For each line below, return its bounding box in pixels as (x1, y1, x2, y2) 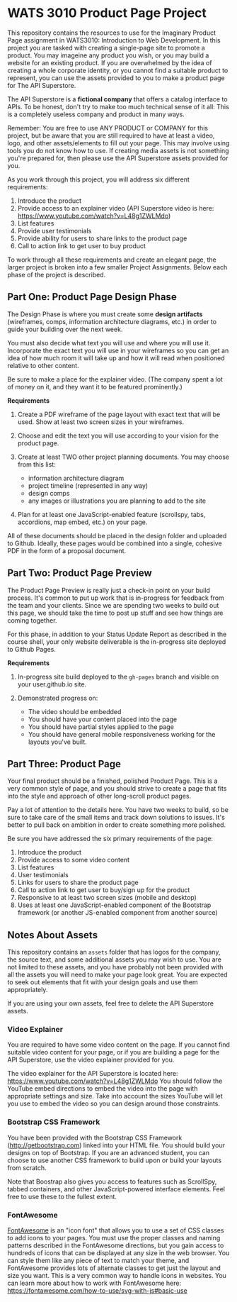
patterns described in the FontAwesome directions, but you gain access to (7, 1241, 224, 1250)
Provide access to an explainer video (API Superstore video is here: (17, 204, 214, 212)
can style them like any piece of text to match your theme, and (7, 1257, 190, 1265)
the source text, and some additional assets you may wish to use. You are (7, 955, 221, 964)
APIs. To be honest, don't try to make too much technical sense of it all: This (7, 102, 230, 111)
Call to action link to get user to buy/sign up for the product (17, 886, 190, 894)
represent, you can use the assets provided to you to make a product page (7, 73, 225, 82)
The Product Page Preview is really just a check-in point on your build (7, 586, 210, 594)
